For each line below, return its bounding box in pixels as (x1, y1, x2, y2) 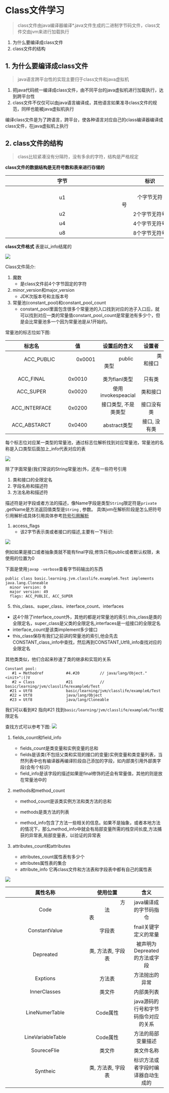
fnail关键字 (134, 923, 159, 930)
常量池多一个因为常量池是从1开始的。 (33, 319, 111, 325)
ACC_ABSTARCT (12, 421, 51, 428)
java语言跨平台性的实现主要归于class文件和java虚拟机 (17, 76, 129, 82)
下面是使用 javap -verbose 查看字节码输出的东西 (5, 566, 103, 572)
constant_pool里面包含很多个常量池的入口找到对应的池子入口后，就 (20, 306, 160, 312)
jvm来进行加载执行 (31, 28, 69, 34)
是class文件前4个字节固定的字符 (20, 281, 87, 287)
